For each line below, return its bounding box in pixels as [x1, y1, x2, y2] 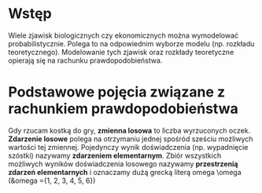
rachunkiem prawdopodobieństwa [8, 100, 238, 118]
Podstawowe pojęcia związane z [8, 83, 226, 101]
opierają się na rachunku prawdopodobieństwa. [8, 56, 163, 65]
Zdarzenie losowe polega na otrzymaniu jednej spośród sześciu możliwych [8, 134, 253, 144]
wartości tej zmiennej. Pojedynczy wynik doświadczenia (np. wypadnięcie [8, 142, 249, 151]
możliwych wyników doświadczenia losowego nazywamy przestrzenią [8, 158, 238, 169]
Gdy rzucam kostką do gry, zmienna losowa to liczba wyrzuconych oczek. [8, 126, 251, 135]
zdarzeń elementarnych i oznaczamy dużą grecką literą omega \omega [8, 167, 242, 177]
